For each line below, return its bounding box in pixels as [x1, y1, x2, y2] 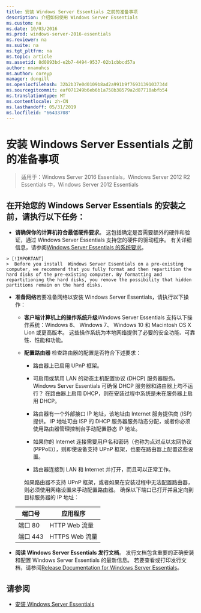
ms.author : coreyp [6, 70, 52, 76]
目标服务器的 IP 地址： [23, 494, 80, 501]
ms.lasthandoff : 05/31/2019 [6, 104, 77, 110]
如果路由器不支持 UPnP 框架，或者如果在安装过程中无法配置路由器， [23, 479, 194, 486]
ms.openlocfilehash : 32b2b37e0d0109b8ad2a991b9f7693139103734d [6, 82, 168, 88]
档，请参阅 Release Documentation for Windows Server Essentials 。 [14, 564, 183, 571]
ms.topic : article [6, 54, 52, 60]
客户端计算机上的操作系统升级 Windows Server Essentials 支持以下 [23, 314, 188, 321]
